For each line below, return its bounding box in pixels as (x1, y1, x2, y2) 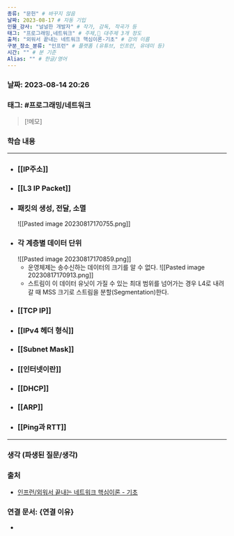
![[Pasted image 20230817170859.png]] (17, 255, 132, 263)
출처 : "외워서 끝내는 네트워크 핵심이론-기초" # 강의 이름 (7, 36, 150, 43)
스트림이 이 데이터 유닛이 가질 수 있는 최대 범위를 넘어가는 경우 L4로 (27, 279, 212, 287)
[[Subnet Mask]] (17, 345, 75, 354)
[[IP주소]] (17, 164, 49, 174)
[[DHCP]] (17, 384, 49, 393)
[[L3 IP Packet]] (17, 184, 71, 194)
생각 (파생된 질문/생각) (7, 450, 78, 460)
